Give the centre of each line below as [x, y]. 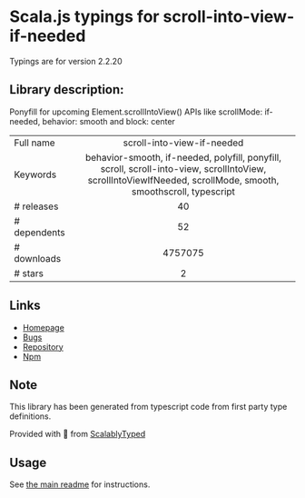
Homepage [44, 327]
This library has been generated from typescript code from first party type [148, 407]
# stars [29, 273]
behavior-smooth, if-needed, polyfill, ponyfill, [183, 157]
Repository [43, 346]
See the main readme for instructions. [80, 484]
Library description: [67, 90]
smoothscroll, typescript [183, 191]
